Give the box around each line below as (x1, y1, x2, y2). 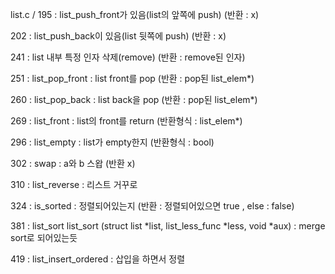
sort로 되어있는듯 (10, 232, 78, 243)
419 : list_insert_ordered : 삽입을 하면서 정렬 (10, 253, 186, 265)
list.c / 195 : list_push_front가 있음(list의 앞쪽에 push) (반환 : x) (10, 9, 260, 20)
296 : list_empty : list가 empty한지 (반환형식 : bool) (10, 136, 215, 148)
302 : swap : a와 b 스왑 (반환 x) (10, 158, 136, 169)
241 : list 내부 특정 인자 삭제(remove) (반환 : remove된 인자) (10, 51, 246, 63)
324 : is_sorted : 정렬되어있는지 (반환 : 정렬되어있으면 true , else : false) (10, 200, 295, 212)
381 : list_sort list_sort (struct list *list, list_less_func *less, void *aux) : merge (10, 220, 326, 232)
